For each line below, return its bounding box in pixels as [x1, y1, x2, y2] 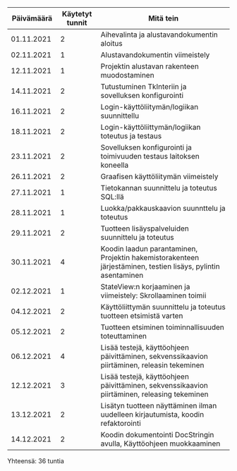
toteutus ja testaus [100, 131, 162, 140]
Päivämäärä [11, 13, 53, 23]
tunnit [66, 18, 87, 27]
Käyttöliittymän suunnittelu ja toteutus [100, 302, 226, 312]
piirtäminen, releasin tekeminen [100, 360, 205, 369]
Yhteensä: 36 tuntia [7, 457, 65, 465]
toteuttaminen [100, 331, 147, 341]
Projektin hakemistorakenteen [100, 253, 200, 262]
